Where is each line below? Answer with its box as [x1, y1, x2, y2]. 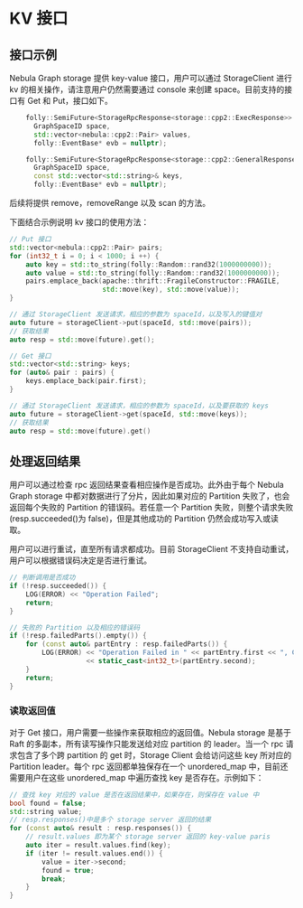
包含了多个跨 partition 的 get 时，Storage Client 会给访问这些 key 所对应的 [16, 749, 292, 760]
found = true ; [41, 866, 95, 875]
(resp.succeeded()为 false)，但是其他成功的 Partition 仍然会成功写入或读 [9, 513, 280, 524]
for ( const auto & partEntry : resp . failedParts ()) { [25, 640, 228, 649]
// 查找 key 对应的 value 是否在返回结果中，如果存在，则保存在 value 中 [9, 790, 260, 800]
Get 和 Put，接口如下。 [26, 96, 113, 106]
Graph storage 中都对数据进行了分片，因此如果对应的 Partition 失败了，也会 [9, 491, 290, 501]
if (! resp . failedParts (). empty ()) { [9, 632, 147, 641]
